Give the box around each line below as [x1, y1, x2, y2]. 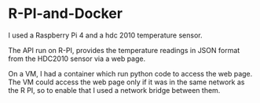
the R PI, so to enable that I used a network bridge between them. [8, 85, 221, 94]
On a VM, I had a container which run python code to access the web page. [8, 69, 253, 78]
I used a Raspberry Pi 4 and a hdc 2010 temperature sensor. [8, 30, 203, 40]
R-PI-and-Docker [8, 5, 123, 23]
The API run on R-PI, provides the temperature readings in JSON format [8, 45, 240, 55]
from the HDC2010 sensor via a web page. [8, 54, 146, 63]
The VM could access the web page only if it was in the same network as [8, 77, 245, 87]
